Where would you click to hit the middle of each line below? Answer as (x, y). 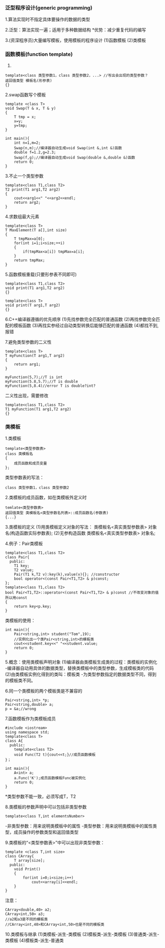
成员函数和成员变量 (31, 463)
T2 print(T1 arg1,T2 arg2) (33, 190)
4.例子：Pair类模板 (24, 543)
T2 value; (24, 570)
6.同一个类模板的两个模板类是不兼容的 (44, 691)
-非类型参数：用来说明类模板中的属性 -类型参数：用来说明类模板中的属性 (79, 826)
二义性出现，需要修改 (27, 395)
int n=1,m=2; (27, 143)
